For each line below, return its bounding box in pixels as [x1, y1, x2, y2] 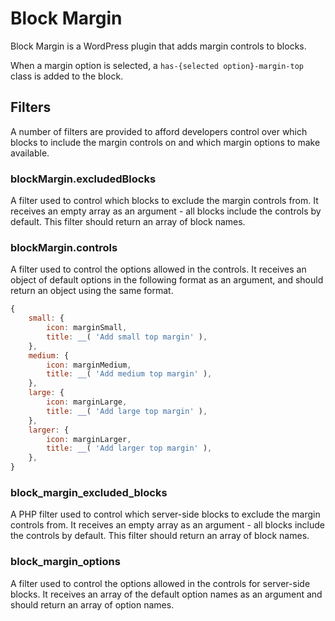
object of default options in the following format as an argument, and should [10, 274, 324, 286]
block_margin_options [10, 555, 121, 569]
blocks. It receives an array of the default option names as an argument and [10, 588, 323, 600]
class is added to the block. [10, 70, 124, 82]
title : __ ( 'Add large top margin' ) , [46, 406, 208, 416]
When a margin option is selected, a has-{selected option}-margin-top [10, 59, 304, 71]
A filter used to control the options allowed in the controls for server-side [10, 577, 311, 589]
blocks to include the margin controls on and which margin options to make [10, 136, 321, 148]
